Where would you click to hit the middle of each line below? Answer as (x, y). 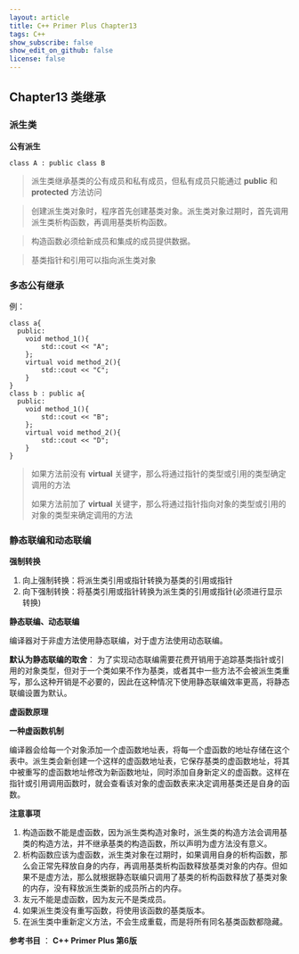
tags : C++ (28, 34)
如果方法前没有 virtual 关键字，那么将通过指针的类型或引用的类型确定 (158, 473)
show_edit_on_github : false (61, 51)
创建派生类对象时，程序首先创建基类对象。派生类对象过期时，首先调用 (160, 211)
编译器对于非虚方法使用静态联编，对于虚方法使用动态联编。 (118, 641)
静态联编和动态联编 (50, 540)
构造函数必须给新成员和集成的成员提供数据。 (113, 241)
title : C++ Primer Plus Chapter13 (73, 26)
